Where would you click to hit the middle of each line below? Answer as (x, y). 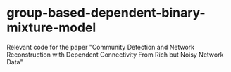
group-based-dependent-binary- (106, 13)
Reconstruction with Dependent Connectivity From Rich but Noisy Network (115, 55)
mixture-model (51, 28)
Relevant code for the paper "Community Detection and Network (101, 47)
